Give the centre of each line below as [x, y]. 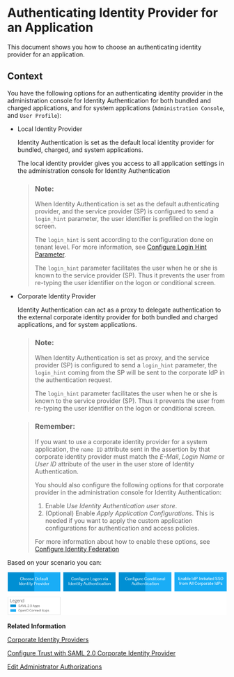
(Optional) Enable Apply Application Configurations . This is [130, 513]
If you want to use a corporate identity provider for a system [121, 441]
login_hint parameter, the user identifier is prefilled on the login [126, 219]
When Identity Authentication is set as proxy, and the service [122, 358]
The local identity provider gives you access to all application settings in [120, 163]
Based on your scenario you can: [55, 562]
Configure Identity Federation [77, 549]
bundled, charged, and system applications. [80, 150]
